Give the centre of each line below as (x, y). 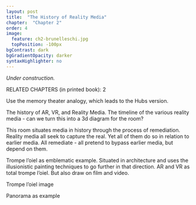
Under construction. (30, 78)
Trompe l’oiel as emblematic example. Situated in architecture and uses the (97, 160)
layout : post (22, 12)
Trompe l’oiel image (30, 184)
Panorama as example (33, 196)
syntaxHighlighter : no (34, 61)
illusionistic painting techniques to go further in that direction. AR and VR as (98, 167)
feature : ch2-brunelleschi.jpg (50, 39)
